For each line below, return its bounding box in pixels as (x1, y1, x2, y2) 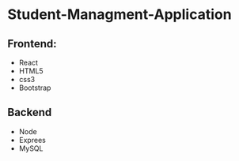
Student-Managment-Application (7, 6, 232, 24)
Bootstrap (18, 83, 51, 92)
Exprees (18, 135, 47, 144)
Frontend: (7, 37, 57, 51)
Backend (7, 106, 52, 119)
